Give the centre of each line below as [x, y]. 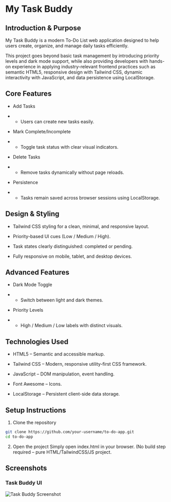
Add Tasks [24, 106]
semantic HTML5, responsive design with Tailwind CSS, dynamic [74, 72]
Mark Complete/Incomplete [42, 131]
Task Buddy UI [24, 483]
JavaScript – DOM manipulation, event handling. [63, 374]
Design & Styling [32, 214]
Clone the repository [34, 423]
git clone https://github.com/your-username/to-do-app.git [70, 432]
